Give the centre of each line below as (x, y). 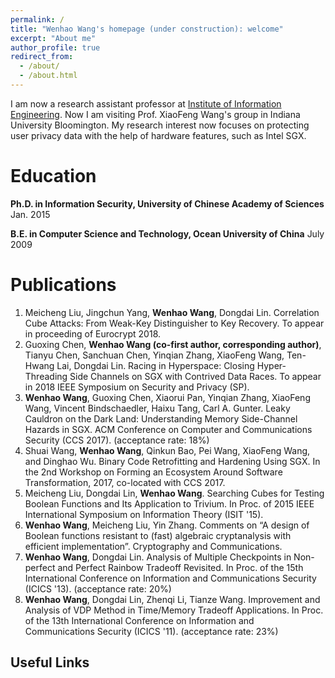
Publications (63, 285)
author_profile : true (55, 47)
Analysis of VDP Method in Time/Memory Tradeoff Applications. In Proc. (174, 610)
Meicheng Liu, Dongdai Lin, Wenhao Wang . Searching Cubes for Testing (174, 493)
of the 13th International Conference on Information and (139, 620)
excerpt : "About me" (53, 38)
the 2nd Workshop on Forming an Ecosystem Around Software (153, 472)
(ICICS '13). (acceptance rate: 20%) (98, 588)
